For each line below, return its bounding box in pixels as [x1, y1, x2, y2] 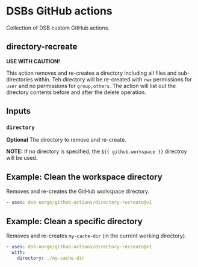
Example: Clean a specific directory [6, 216, 143, 227]
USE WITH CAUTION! [6, 57, 60, 64]
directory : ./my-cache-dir [17, 255, 85, 261]
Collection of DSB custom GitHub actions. [6, 24, 110, 31]
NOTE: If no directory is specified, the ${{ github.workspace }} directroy [6, 148, 188, 155]
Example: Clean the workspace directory [6, 172, 162, 182]
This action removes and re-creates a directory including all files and [6, 69, 177, 77]
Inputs [6, 106, 31, 116]
